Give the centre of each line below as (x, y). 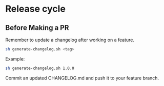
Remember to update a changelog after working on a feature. (70, 40)
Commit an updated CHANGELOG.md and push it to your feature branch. (82, 78)
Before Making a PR (37, 28)
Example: (15, 59)
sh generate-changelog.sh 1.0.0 (40, 68)
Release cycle (35, 9)
